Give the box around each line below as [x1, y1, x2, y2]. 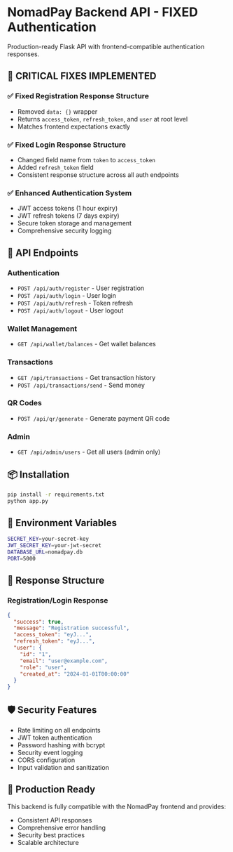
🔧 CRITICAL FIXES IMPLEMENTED [7, 70, 157, 82]
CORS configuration [17, 756, 76, 764]
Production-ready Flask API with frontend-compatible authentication [7, 42, 205, 51]
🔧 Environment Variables [7, 517, 118, 529]
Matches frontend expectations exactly [17, 122, 131, 131]
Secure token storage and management [17, 219, 132, 228]
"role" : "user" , [20, 664, 68, 671]
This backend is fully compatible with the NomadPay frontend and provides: [7, 802, 226, 811]
